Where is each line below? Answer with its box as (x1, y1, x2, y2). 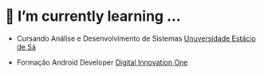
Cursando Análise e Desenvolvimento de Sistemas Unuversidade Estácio (16, 34, 256, 43)
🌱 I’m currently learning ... (5, 7, 182, 26)
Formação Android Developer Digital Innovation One (16, 57, 188, 67)
